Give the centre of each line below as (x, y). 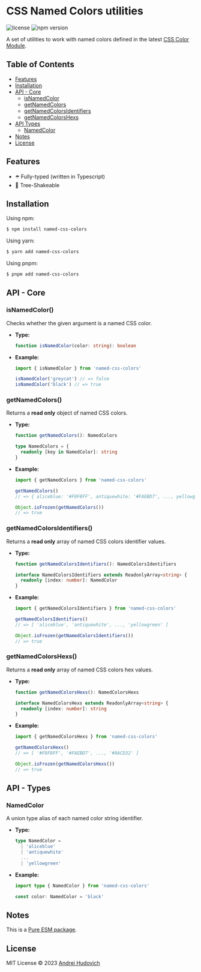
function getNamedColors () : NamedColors (66, 436)
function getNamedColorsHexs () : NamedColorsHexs (77, 692)
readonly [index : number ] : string (64, 709)
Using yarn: (20, 241)
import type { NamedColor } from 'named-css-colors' (82, 886)
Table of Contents (40, 64)
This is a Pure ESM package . (41, 930)
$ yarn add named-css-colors (43, 252)
